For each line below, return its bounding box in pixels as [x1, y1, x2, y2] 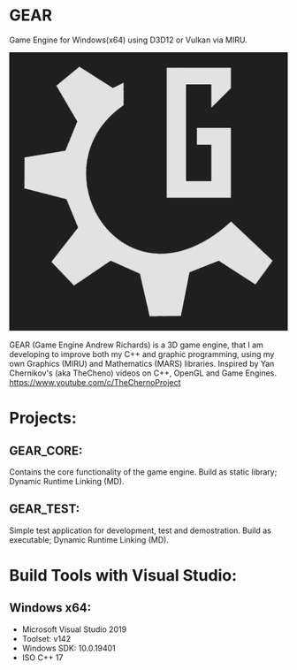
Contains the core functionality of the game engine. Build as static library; [9, 466, 278, 477]
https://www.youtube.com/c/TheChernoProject [9, 377, 181, 387]
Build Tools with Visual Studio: [9, 565, 237, 585]
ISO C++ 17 [21, 651, 64, 663]
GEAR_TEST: [9, 501, 80, 517]
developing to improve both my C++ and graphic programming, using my [9, 348, 275, 359]
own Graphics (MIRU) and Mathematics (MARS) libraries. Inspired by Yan [9, 358, 275, 369]
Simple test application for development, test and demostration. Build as [9, 525, 272, 536]
